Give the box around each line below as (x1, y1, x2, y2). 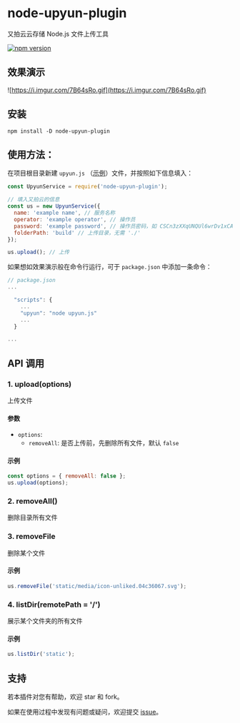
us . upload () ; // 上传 (7, 248, 70, 256)
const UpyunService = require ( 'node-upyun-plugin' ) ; (7, 183, 168, 191)
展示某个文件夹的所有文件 (7, 617, 83, 625)
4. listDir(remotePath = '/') (7, 600, 101, 610)
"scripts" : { (14, 296, 53, 303)
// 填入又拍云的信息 (7, 196, 60, 203)
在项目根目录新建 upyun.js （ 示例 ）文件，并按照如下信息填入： (7, 169, 194, 178)
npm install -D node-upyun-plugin (7, 127, 111, 135)
